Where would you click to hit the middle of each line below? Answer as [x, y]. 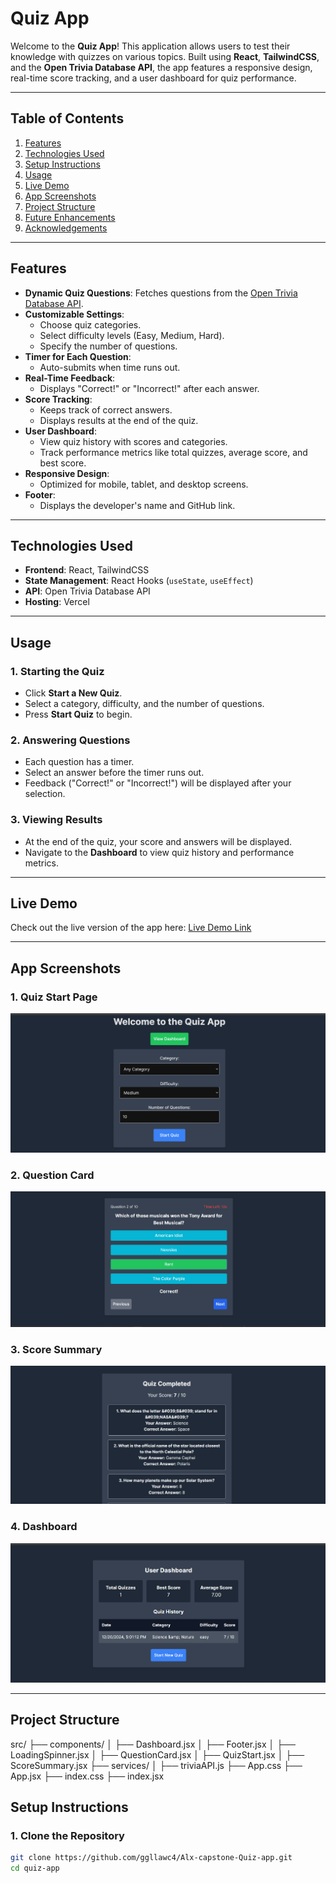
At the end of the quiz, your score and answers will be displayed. [158, 841]
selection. [45, 794]
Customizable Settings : [74, 314]
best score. [63, 463]
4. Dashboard [44, 1527]
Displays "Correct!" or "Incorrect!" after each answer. [149, 388]
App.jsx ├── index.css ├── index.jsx [87, 1776]
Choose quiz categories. [90, 324]
